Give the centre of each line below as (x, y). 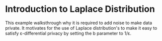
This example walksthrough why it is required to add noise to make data (79, 23)
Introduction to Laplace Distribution (80, 9)
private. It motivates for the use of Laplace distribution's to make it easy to (81, 28)
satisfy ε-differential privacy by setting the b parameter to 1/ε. (68, 33)
